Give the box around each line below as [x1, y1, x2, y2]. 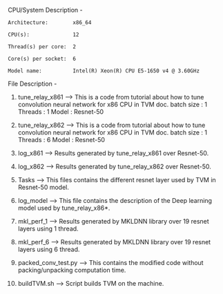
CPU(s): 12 [8, 31, 79, 38]
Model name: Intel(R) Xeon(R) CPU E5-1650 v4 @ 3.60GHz [8, 68, 200, 75]
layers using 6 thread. [17, 245, 80, 253]
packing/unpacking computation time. [17, 266, 126, 274]
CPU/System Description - [8, 6, 83, 14]
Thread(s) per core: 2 [8, 43, 77, 50]
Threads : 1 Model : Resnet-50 [17, 108, 104, 116]
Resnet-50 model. [17, 183, 70, 191]
